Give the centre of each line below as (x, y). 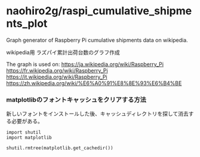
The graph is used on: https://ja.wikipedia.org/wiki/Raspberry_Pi (85, 64)
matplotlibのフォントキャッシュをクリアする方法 (76, 99)
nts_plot (27, 23)
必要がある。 (27, 121)
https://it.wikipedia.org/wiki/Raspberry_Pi (57, 77)
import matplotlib (29, 138)
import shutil (24, 133)
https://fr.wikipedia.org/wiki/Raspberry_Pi (57, 70)
